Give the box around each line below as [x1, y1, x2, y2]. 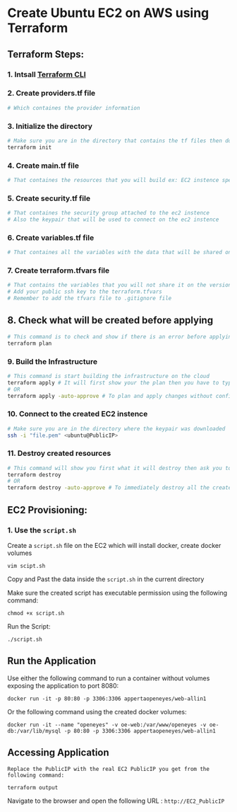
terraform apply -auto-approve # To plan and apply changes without [7, 392, 213, 399]
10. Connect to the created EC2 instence [7, 409, 148, 419]
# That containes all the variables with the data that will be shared [7, 249, 222, 256]
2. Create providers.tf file [7, 88, 96, 98]
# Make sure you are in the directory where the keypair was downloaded [7, 425, 226, 433]
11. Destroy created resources [7, 448, 111, 458]
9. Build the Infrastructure [7, 356, 97, 366]
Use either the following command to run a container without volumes [7, 674, 210, 682]
